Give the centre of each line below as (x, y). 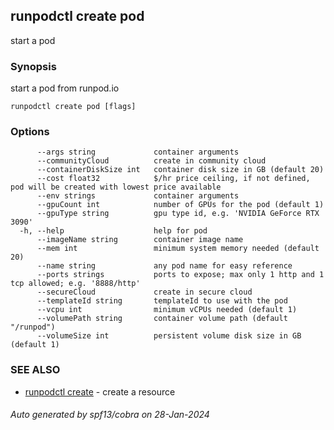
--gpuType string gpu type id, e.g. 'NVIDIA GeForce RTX (178, 214)
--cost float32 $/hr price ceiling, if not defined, (173, 179)
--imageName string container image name (140, 240)
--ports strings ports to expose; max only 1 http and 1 (180, 275)
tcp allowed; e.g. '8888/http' (75, 284)
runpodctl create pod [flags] (73, 107)
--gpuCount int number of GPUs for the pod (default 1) (180, 205)
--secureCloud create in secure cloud (144, 292)
